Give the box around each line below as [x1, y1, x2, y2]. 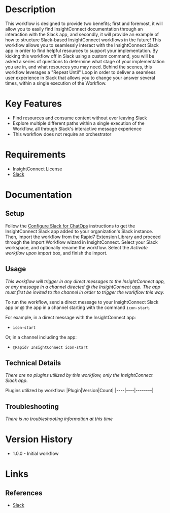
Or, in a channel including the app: [5, 334, 77, 340]
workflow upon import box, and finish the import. [5, 250, 108, 256]
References [5, 489, 43, 497]
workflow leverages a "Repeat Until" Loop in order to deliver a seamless [5, 69, 156, 75]
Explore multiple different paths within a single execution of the [12, 120, 145, 126]
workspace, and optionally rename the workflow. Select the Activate [5, 244, 148, 250]
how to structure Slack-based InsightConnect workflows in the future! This [5, 37, 161, 43]
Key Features [5, 98, 62, 110]
